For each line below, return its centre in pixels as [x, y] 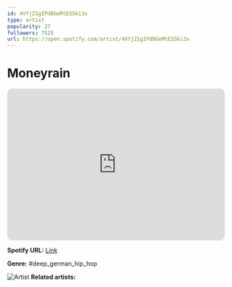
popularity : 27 [29, 26]
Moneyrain [39, 73]
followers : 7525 [30, 33]
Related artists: [53, 277]
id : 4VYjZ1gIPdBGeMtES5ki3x [48, 13]
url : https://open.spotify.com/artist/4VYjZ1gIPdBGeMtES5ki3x [98, 39]
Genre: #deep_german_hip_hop [52, 264]
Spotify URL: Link [32, 250]
